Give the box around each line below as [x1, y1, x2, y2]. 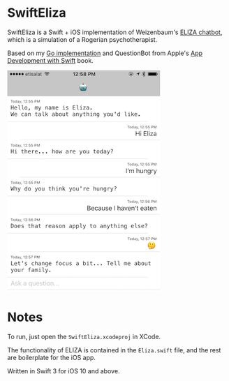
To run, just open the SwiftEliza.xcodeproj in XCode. [7, 332, 161, 341]
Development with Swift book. [7, 56, 94, 64]
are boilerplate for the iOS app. [7, 353, 96, 361]
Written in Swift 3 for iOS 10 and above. [7, 366, 120, 375]
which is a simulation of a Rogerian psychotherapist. [7, 35, 158, 43]
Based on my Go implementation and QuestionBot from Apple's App [7, 49, 203, 57]
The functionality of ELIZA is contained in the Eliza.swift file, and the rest [7, 345, 221, 354]
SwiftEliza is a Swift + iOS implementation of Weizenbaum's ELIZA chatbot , [7, 28, 223, 36]
